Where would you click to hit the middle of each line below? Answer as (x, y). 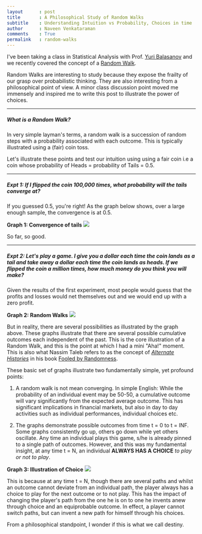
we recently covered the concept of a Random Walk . (72, 63)
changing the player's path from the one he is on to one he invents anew (96, 500)
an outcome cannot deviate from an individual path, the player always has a (100, 487)
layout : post (31, 12)
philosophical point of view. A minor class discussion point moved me (93, 87)
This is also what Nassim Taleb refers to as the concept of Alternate (91, 352)
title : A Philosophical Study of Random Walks (76, 17)
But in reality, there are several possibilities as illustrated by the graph (93, 327)
